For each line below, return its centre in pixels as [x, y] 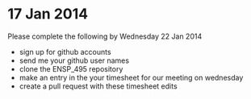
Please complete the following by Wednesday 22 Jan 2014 [105, 36]
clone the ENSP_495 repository [71, 68]
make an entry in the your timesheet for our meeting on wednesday [131, 77]
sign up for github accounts [65, 52]
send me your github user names [74, 60]
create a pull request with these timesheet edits [98, 86]
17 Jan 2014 [48, 14]
